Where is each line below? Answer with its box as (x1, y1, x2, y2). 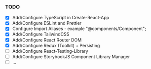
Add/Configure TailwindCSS (12, 31, 70, 37)
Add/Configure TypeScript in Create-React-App (12, 15, 110, 21)
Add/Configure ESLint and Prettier (12, 20, 82, 26)
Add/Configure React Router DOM (12, 37, 82, 43)
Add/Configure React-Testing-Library (12, 48, 88, 54)
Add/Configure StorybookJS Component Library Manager (12, 53, 130, 60)
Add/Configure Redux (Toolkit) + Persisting (12, 42, 100, 48)
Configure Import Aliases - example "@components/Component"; (12, 26, 147, 32)
